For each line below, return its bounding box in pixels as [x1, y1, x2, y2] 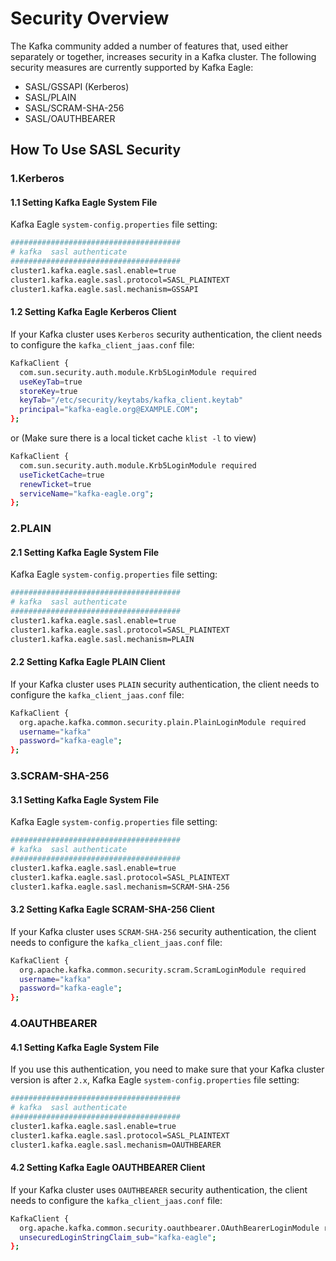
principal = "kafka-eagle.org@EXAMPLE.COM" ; [19, 405, 199, 415]
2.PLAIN [10, 522, 52, 536]
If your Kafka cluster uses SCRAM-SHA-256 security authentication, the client [10, 925, 317, 937]
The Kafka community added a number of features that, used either [10, 40, 289, 52]
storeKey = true [19, 386, 78, 396]
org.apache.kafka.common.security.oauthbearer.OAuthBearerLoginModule [19, 1223, 320, 1233]
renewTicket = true [19, 479, 92, 489]
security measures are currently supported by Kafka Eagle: [10, 61, 254, 73]
